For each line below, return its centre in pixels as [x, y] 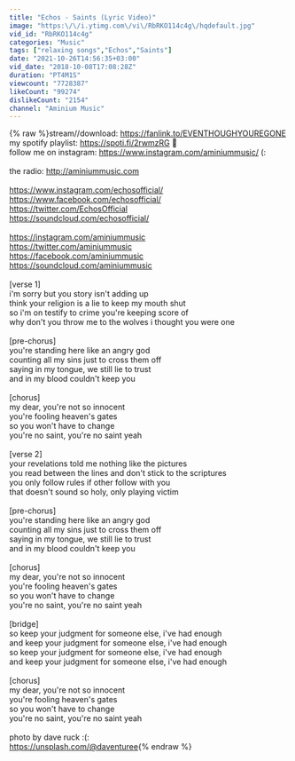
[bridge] [24, 624]
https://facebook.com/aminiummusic [77, 256]
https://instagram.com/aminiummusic [78, 237]
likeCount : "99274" [45, 91]
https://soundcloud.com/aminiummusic [81, 266]
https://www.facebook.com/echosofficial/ [85, 200]
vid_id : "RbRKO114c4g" [51, 34]
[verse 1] [25, 284]
